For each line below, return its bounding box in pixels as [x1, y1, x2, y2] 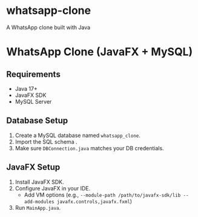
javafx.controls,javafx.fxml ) [56, 198, 132, 205]
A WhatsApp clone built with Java [6, 24, 91, 31]
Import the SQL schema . [15, 138, 78, 145]
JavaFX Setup [6, 162, 61, 173]
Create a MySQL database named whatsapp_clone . [15, 132, 141, 139]
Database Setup [6, 116, 68, 126]
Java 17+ [15, 85, 38, 92]
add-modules [24, 198, 54, 205]
